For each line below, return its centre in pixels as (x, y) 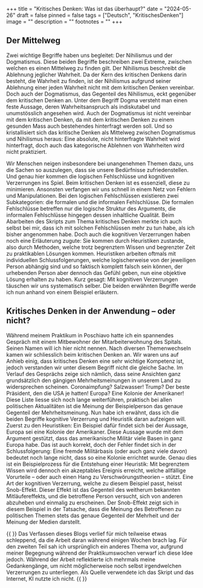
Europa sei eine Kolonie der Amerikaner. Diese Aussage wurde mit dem (95, 432)
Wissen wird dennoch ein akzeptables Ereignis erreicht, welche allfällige (96, 470)
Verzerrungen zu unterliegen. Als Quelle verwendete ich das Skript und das (100, 572)
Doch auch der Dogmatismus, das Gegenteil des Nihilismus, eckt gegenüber (101, 94)
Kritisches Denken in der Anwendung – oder (91, 311)
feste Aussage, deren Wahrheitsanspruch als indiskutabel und (83, 107)
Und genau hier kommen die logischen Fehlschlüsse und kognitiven (90, 176)
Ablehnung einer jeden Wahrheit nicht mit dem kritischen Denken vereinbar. (101, 87)
